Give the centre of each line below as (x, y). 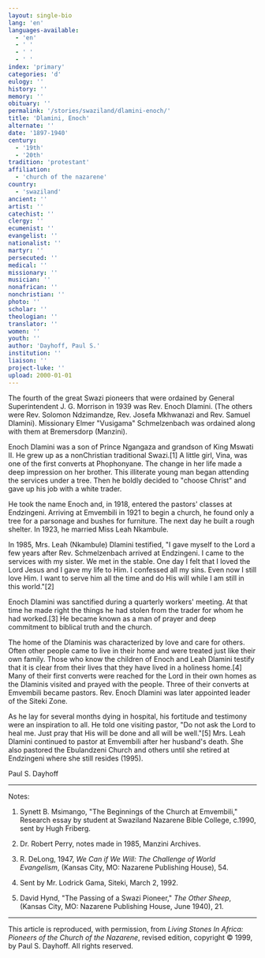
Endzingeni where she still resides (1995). (76, 758)
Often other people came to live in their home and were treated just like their (132, 650)
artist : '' (26, 206)
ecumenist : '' (32, 229)
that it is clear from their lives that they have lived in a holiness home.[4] (125, 667)
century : (22, 140)
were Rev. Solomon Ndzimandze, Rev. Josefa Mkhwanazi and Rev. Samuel (129, 415)
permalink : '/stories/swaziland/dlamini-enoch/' (90, 111)
